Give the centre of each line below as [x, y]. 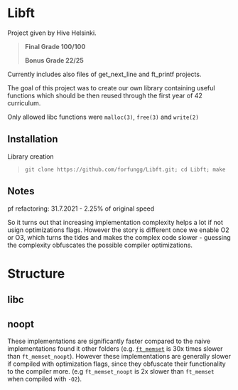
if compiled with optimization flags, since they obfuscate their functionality [117, 364]
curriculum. [24, 103]
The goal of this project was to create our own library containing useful [111, 88]
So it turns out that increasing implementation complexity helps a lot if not [115, 222]
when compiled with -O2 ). [45, 379]
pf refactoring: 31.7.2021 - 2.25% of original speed [81, 209]
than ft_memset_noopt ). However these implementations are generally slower [119, 356]
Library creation [31, 156]
